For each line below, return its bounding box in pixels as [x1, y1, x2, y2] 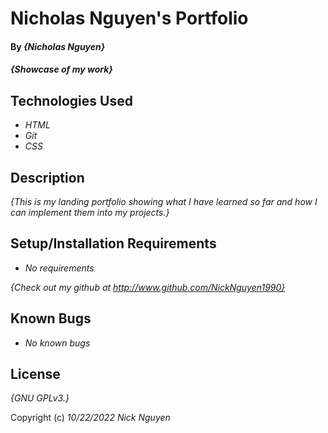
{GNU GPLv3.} [10, 392, 70, 404]
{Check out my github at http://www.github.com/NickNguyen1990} [10, 281, 286, 293]
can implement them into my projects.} [10, 207, 170, 218]
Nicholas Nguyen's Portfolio [10, 7, 249, 30]
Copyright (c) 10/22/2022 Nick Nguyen [10, 412, 171, 424]
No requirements [24, 262, 95, 274]
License [10, 366, 61, 383]
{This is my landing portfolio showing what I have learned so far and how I [10, 196, 318, 207]
